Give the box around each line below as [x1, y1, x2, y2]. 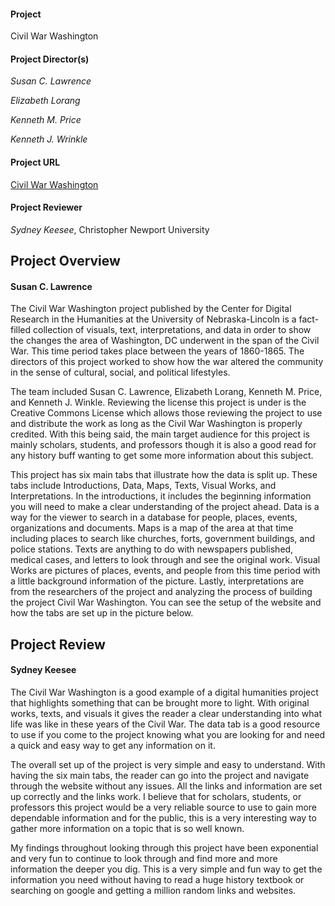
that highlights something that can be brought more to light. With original [10, 697, 310, 709]
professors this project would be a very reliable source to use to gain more [10, 801, 317, 813]
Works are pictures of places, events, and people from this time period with [10, 565, 321, 577]
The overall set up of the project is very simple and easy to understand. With [10, 759, 326, 770]
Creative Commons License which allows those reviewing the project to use [10, 407, 323, 419]
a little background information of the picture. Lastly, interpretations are [10, 575, 305, 587]
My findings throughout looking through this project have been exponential [10, 842, 319, 854]
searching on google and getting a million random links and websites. [10, 885, 297, 896]
